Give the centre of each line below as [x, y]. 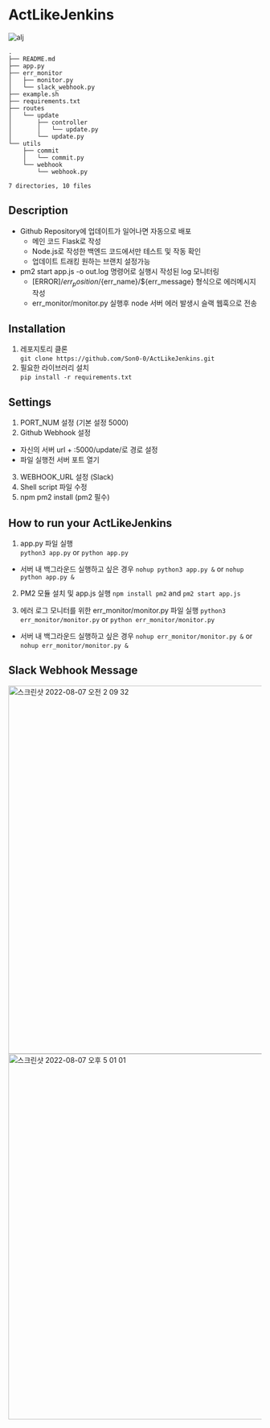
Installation [37, 328]
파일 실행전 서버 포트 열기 [60, 460]
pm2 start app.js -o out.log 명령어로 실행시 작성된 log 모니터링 [119, 271]
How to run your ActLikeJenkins [90, 523]
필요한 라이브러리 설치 [55, 367]
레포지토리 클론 [44, 349]
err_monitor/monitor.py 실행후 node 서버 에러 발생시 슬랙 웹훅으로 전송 [144, 303]
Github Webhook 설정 [55, 433]
